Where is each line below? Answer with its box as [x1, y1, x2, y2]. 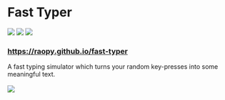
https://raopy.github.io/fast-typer [7, 46, 129, 56]
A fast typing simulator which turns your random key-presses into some [7, 62, 219, 71]
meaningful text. [7, 70, 56, 79]
